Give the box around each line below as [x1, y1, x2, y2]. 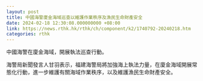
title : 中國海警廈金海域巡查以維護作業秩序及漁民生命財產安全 [6, 14, 143, 20]
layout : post [6, 8, 39, 15]
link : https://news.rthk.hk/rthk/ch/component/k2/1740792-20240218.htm [6, 25, 191, 32]
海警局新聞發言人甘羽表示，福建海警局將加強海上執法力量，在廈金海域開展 [6, 61, 192, 68]
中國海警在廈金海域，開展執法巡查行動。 [6, 49, 107, 56]
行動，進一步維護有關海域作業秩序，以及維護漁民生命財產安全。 [16, 68, 176, 76]
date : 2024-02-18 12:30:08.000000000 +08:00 [6, 20, 121, 26]
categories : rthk [6, 31, 50, 37]
